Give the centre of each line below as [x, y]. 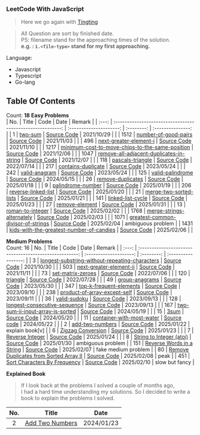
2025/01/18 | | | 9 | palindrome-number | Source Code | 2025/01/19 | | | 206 [99, 185]
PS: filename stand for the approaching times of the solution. [96, 40]
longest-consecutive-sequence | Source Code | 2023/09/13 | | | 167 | [91, 305]
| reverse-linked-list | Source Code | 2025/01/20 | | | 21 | [75, 192]
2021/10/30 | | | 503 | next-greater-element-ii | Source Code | [99, 267]
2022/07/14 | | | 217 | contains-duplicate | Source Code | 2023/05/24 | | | [96, 166]
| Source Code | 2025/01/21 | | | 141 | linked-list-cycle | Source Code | [102, 198]
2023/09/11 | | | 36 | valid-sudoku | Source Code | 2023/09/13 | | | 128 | [94, 299]
